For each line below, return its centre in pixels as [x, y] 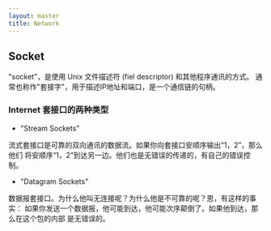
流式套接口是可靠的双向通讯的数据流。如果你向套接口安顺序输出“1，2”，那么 [135, 145]
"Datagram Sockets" [54, 181]
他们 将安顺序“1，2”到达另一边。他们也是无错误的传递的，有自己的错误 [126, 155]
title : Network [34, 24]
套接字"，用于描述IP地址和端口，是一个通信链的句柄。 [130, 87]
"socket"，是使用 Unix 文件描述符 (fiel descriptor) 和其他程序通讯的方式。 [131, 77]
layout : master [34, 16]
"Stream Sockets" [50, 128]
